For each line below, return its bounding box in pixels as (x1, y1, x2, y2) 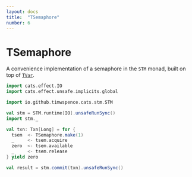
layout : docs (6, 8, 39, 15)
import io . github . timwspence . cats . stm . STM (6, 100, 113, 105)
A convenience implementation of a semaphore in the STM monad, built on (6, 65, 186, 72)
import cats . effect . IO (6, 83, 62, 89)
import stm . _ (6, 116, 39, 122)
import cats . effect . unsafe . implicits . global (6, 89, 118, 95)
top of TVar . (6, 72, 34, 79)
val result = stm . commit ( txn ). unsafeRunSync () (6, 164, 124, 170)
